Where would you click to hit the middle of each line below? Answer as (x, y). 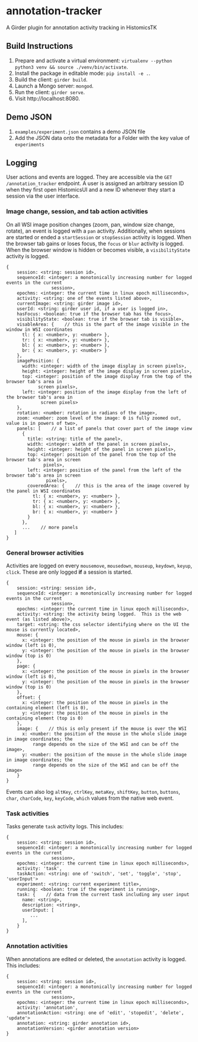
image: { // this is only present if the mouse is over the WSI (102, 728)
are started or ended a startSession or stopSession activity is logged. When (99, 237)
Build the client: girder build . (51, 79)
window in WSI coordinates (39, 329)
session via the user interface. (43, 196)
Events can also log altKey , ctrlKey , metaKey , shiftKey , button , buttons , (93, 791)
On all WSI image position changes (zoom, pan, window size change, (90, 224)
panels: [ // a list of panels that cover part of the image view (105, 428)
